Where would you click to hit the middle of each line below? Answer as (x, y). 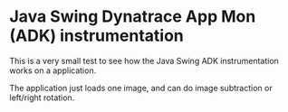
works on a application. (53, 70)
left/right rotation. (42, 98)
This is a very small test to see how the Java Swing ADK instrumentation (144, 61)
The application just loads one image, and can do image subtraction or (141, 88)
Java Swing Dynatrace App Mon (133, 17)
